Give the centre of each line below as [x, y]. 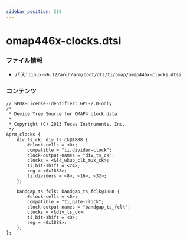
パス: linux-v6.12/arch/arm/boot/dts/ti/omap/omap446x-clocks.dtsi [98, 74]
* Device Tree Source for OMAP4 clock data [63, 114]
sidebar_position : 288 [34, 12]
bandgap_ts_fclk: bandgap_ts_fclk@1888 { [68, 192]
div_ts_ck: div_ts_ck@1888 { [53, 140]
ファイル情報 [24, 60]
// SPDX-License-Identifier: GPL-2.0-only [59, 104]
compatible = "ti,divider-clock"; [70, 150]
